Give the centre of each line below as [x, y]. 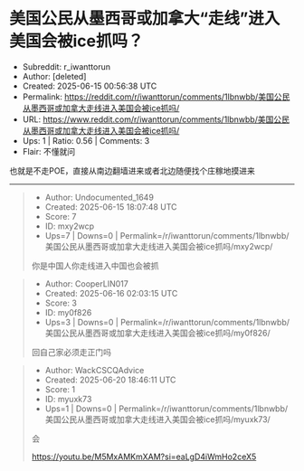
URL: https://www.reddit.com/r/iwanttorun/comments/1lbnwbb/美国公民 [156, 119]
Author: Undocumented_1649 [99, 197]
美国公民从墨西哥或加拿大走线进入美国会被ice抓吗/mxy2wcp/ [159, 246]
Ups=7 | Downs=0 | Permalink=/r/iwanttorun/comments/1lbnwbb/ [167, 235]
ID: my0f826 [68, 312]
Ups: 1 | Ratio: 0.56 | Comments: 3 [86, 140]
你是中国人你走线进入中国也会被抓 [95, 265]
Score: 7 [61, 216]
